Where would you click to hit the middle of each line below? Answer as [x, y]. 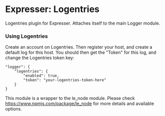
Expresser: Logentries [52, 9]
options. [14, 109]
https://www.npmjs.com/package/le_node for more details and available [80, 103]
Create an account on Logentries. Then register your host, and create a [79, 47]
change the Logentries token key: [40, 58]
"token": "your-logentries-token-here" [65, 80]
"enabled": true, [41, 76]
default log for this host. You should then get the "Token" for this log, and [81, 52]
